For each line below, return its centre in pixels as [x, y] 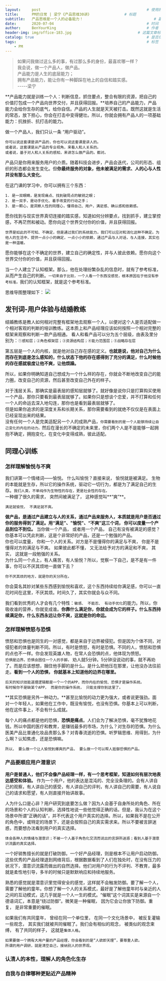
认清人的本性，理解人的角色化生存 [46, 959]
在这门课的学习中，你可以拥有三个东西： [46, 185]
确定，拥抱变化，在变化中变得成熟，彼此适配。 [61, 434]
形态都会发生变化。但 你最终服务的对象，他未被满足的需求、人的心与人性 [87, 168]
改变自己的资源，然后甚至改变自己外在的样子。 [66, 380]
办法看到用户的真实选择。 [53, 828]
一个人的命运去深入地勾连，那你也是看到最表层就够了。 [61, 403]
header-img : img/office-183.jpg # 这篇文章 [81, 33]
